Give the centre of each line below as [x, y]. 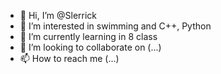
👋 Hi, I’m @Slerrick [58, 15]
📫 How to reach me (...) [69, 58]
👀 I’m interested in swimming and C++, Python [115, 26]
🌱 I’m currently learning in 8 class [88, 36]
